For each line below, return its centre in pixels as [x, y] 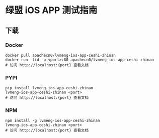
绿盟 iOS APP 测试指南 [51, 10]
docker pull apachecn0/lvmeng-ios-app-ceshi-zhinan [60, 55]
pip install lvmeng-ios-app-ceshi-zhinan [49, 88]
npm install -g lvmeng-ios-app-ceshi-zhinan [53, 121]
